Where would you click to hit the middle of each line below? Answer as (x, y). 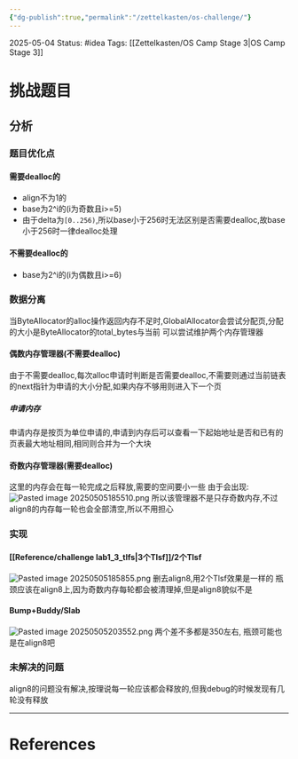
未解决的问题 (37, 668)
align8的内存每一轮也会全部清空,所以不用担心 (92, 509)
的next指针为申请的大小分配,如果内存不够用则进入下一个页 (115, 386)
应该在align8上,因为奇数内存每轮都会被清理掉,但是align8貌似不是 (134, 589)
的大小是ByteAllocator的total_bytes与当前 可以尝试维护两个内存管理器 (137, 332)
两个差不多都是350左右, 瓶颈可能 (215, 631)
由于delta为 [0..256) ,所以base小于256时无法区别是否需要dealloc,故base (153, 220)
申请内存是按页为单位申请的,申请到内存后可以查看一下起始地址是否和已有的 (146, 432)
